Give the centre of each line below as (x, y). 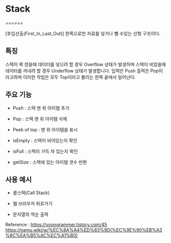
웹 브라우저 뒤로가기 (32, 204)
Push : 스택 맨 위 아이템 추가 (41, 108)
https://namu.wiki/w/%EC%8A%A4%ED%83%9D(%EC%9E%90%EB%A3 (84, 230)
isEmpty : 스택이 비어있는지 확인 (45, 140)
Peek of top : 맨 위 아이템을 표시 (45, 129)
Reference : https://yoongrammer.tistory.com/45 (56, 225)
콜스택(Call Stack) (31, 193)
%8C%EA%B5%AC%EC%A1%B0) (42, 235)
